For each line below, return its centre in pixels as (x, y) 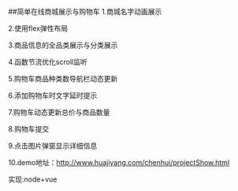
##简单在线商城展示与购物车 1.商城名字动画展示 (85, 11)
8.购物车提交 (29, 129)
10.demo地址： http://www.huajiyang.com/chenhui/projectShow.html (119, 163)
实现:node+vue (33, 179)
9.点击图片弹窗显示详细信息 (53, 146)
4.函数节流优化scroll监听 (48, 62)
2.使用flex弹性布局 (38, 28)
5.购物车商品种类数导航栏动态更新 (63, 79)
